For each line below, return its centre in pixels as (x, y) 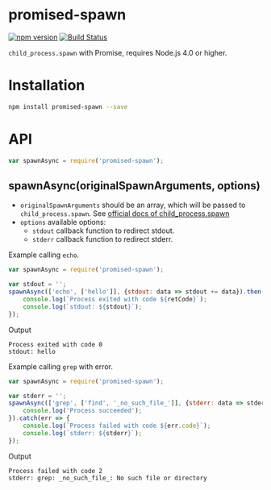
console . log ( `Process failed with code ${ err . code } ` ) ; (117, 426)
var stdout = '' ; (38, 284)
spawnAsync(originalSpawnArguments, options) (134, 186)
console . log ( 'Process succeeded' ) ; (83, 411)
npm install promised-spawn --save (68, 106)
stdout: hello (32, 351)
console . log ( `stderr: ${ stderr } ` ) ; (83, 433)
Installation (47, 85)
